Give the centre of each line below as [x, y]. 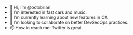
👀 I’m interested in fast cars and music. [48, 12]
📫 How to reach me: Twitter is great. [46, 28]
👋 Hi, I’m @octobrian [30, 7]
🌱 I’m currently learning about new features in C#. [59, 17]
